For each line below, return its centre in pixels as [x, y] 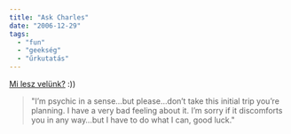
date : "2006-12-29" [45, 26]
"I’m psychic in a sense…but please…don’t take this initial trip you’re [155, 101]
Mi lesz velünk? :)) [43, 84]
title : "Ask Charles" [49, 17]
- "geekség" [39, 51]
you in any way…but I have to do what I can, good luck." [133, 120]
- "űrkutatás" [43, 59]
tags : [19, 34]
